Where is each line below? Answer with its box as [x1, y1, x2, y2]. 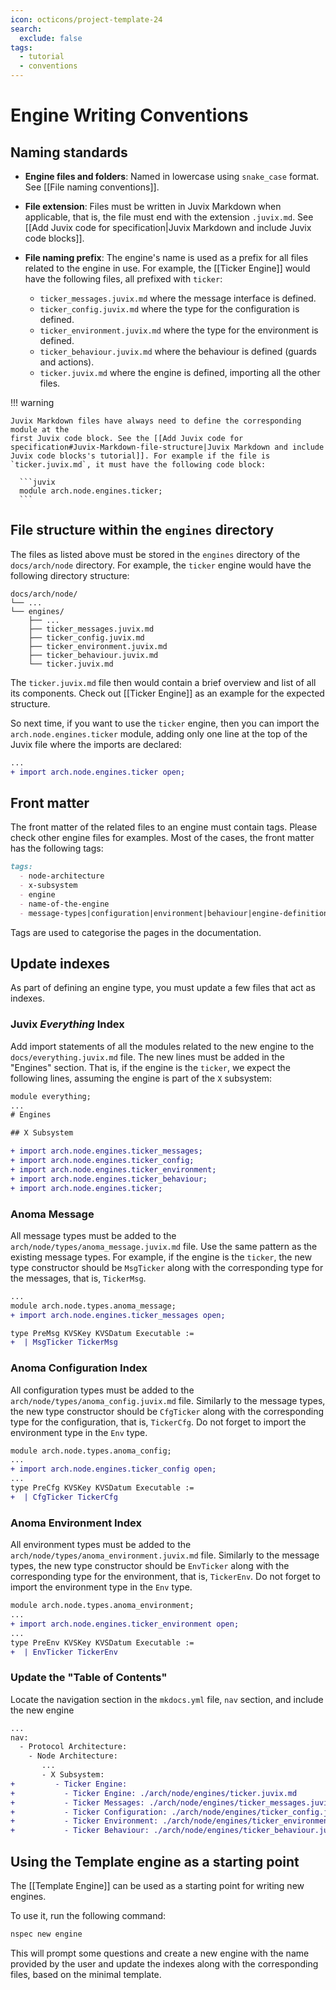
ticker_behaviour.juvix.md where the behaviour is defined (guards [39, 346, 317, 357]
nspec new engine [10, 1929, 83, 1939]
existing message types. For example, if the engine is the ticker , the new [10, 1251, 313, 1263]
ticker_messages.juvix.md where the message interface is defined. [39, 292, 317, 304]
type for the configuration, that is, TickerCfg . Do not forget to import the [10, 1416, 307, 1428]
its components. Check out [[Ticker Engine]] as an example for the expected [10, 687, 325, 699]
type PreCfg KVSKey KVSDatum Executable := [10, 1483, 195, 1493]
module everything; [10, 1091, 92, 1101]
